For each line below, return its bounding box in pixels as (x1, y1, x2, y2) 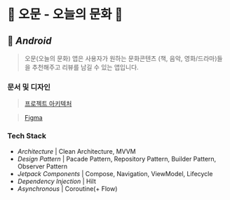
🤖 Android (7, 34, 52, 46)
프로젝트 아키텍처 (24, 100, 72, 108)
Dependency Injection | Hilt (17, 177, 97, 185)
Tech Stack (7, 131, 47, 141)
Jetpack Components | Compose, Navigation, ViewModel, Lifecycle (17, 169, 213, 178)
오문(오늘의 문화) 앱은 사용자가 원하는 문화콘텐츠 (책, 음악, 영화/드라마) (24, 54, 217, 62)
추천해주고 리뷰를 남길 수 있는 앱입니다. (32, 63, 139, 71)
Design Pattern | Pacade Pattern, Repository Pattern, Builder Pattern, (17, 154, 217, 163)
